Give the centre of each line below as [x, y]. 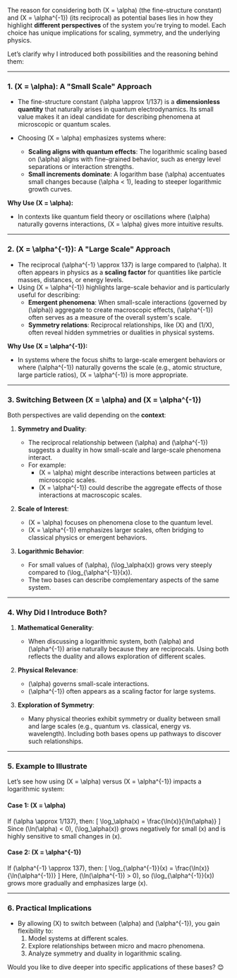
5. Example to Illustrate [47, 767]
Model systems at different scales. [78, 938]
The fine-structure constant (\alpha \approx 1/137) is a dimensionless [119, 102]
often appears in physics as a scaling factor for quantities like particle [119, 272]
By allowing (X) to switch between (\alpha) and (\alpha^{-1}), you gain [119, 924]
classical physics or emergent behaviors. [87, 537]
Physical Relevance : [48, 670]
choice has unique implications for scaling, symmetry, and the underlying [114, 33]
